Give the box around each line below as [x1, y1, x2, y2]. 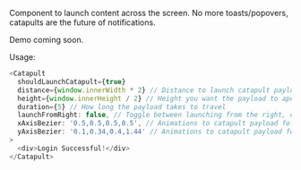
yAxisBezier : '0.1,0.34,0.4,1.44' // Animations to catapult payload [17, 127, 282, 137]
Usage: [9, 52, 36, 62]
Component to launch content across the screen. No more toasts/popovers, [9, 8, 288, 18]
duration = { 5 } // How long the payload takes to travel [17, 102, 227, 111]
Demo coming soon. [9, 35, 84, 45]
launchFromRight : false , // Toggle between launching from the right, [17, 111, 287, 120]
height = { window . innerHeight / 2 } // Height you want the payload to [17, 94, 279, 103]
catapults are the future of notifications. [9, 17, 156, 28]
